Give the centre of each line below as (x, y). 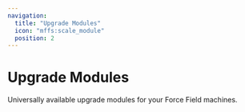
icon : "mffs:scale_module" (60, 30)
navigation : (27, 16)
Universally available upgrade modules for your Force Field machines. (122, 100)
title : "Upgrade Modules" (58, 23)
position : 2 (35, 38)
